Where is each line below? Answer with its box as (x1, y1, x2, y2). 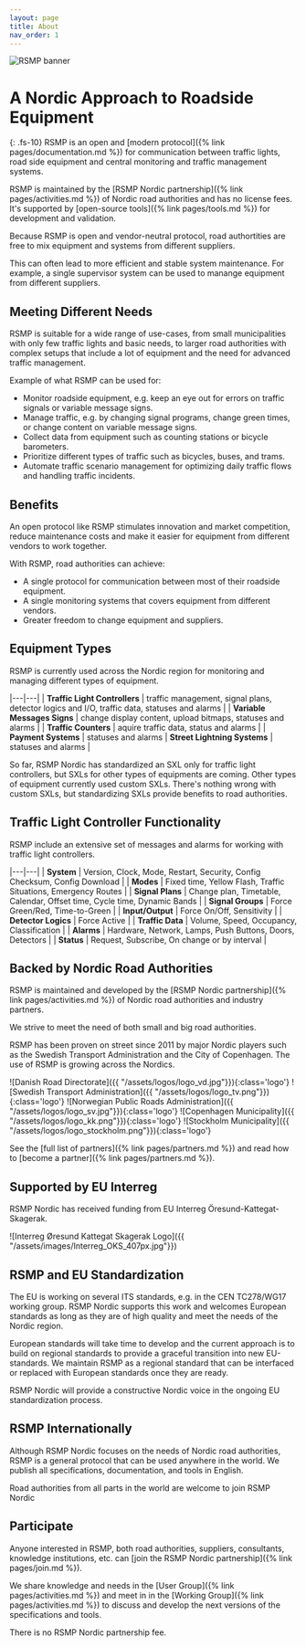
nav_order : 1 (9, 30, 59, 39)
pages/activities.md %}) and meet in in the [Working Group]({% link (9, 1589, 265, 1600)
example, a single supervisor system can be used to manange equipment (9, 268, 285, 279)
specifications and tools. (9, 1609, 102, 1620)
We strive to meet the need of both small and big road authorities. (9, 1022, 257, 1033)
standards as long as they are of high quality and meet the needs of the (9, 1311, 279, 1321)
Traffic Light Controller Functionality (9, 815, 222, 830)
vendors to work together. (9, 540, 108, 551)
